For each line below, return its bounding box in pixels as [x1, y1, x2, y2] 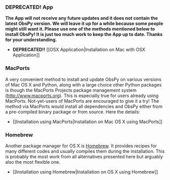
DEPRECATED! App [5, 4, 53, 11]
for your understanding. [5, 37, 57, 43]
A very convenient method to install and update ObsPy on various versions [5, 76, 161, 82]
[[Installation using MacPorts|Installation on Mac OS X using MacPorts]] [12, 118, 163, 125]
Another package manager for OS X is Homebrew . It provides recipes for [5, 142, 157, 148]
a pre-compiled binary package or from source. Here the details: [5, 108, 141, 115]
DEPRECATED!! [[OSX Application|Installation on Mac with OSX [12, 47, 146, 53]
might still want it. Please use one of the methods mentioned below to [5, 26, 155, 32]
